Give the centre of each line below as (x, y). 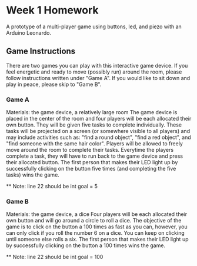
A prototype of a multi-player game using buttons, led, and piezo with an (94, 26)
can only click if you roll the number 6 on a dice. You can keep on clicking (95, 233)
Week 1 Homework (52, 10)
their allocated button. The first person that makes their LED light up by (92, 162)
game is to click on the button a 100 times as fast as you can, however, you (97, 227)
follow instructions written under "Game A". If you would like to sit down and (98, 78)
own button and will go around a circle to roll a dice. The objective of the (94, 221)
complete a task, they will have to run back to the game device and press (95, 156)
